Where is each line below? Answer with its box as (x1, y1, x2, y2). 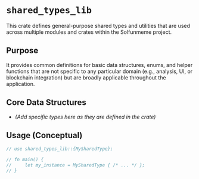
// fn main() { (6, 156, 44, 163)
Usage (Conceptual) (6, 130, 83, 140)
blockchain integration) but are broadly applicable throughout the (6, 73, 166, 81)
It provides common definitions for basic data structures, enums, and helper (6, 61, 193, 68)
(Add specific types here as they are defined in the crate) (14, 113, 156, 120)
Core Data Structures (6, 97, 86, 108)
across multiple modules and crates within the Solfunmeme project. (6, 28, 172, 36)
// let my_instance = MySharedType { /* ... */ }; (6, 162, 145, 168)
